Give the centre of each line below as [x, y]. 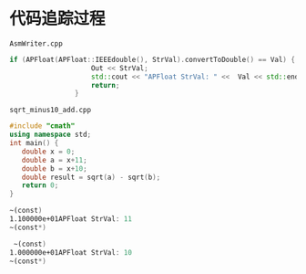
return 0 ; [40, 185]
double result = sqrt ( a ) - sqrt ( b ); [91, 177]
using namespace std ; [51, 135]
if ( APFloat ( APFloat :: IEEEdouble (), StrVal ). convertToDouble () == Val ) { [153, 59]
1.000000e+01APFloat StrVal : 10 [71, 252]
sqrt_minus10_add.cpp [51, 111]
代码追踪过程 [58, 19]
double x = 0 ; [48, 152]
